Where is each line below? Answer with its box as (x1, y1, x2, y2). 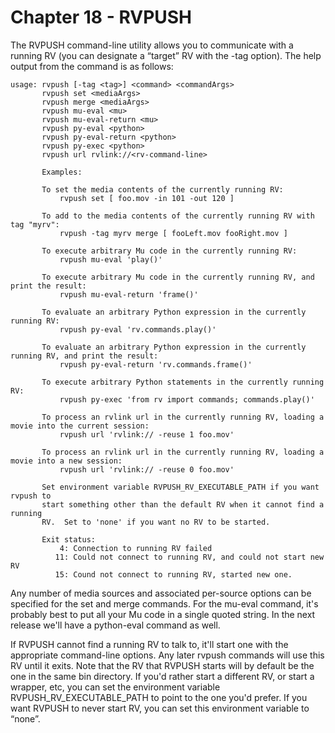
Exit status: (41, 534, 97, 545)
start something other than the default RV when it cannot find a (41, 499, 325, 510)
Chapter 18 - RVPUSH (10, 6, 193, 29)
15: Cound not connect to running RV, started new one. (54, 569, 293, 580)
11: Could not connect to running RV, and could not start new (54, 552, 325, 562)
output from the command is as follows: (10, 60, 174, 72)
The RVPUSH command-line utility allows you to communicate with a (10, 39, 294, 51)
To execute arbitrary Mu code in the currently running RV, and (41, 272, 315, 282)
